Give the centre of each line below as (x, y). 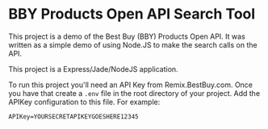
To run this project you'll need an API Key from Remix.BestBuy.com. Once (130, 85)
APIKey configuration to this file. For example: (84, 102)
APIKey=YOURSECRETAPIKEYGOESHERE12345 (73, 117)
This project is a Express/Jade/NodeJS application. (94, 69)
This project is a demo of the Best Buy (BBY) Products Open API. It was (127, 36)
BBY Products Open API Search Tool (132, 14)
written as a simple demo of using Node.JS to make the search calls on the (133, 44)
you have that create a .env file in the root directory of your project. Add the (134, 93)
